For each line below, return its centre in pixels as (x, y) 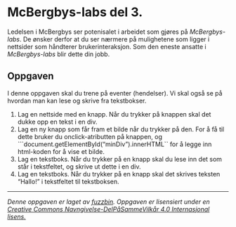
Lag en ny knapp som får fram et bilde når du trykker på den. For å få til (121, 129)
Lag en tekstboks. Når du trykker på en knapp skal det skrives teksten (119, 174)
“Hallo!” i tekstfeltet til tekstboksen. (68, 181)
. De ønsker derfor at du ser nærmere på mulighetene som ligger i (114, 39)
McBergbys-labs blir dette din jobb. (59, 54)
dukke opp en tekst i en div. (57, 122)
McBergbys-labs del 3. (75, 12)
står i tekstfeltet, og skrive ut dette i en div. (79, 167)
